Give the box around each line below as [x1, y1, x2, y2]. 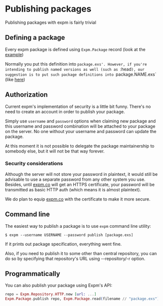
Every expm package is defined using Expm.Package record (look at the [5, 46, 146, 52]
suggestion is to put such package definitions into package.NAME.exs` [5, 71, 157, 77]
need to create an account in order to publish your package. [5, 108, 125, 115]
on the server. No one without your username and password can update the [5, 128, 157, 134]
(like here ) [5, 76, 25, 82]
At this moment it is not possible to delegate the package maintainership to [5, 143, 154, 149]
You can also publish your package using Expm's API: [5, 283, 113, 289]
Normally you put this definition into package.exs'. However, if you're [5, 61, 147, 67]
